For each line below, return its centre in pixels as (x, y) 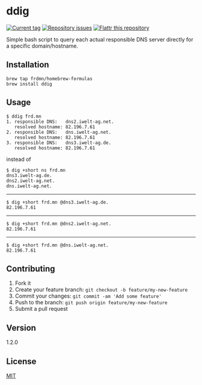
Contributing (31, 268)
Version (21, 327)
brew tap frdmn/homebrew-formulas (50, 79)
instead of (19, 159)
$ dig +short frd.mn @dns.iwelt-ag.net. (58, 245)
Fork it (23, 283)
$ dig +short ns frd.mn (36, 170)
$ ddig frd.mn (24, 116)
